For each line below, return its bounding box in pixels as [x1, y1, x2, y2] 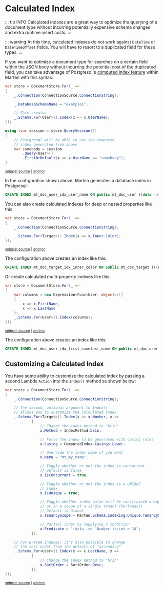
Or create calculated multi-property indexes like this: [5, 274, 111, 280]
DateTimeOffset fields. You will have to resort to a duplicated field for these [5, 44, 155, 50]
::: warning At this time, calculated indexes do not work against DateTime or [5, 39, 155, 44]
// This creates [14, 110, 47, 115]
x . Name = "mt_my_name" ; [40, 455, 89, 460]
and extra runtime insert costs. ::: [5, 29, 72, 35]
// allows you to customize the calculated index [14, 410, 117, 415]
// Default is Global [40, 508, 84, 513]
